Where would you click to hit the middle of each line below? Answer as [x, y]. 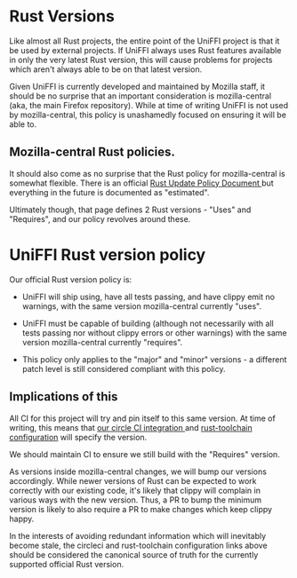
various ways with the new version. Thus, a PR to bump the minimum [136, 500]
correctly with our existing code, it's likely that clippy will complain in [135, 490]
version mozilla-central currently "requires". [102, 342]
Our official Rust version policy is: [71, 279]
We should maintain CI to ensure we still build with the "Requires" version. [144, 454]
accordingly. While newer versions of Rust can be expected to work [133, 480]
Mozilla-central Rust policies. [92, 152]
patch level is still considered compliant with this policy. [124, 368]
